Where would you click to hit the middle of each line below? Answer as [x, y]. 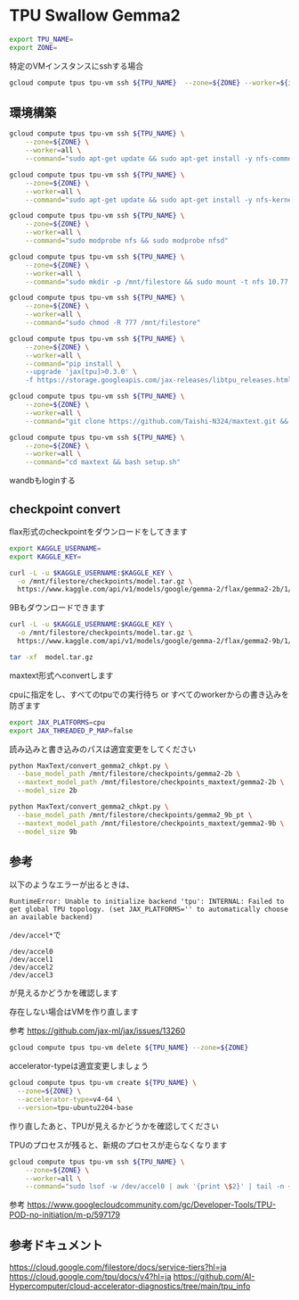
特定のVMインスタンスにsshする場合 [77, 66]
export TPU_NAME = [41, 39]
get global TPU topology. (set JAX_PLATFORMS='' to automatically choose [149, 910]
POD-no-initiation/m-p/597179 [65, 1215]
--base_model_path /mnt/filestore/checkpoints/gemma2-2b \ [129, 774]
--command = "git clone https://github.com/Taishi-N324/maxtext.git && [157, 421]
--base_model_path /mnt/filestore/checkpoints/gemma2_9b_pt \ [135, 815]
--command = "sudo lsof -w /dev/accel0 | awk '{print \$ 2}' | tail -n [155, 1187]
